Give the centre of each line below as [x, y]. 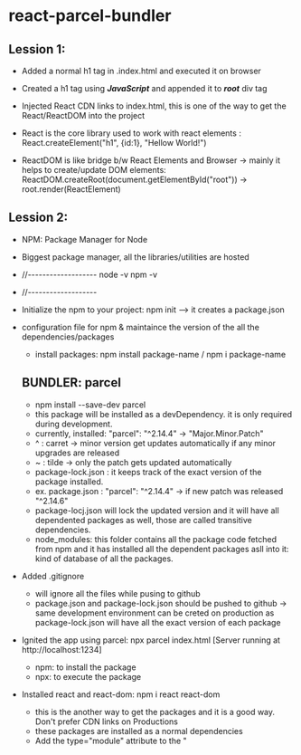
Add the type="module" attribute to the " [111, 741]
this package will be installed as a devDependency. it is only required [164, 414]
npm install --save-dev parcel [90, 405]
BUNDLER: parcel [71, 382]
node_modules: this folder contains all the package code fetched [156, 539]
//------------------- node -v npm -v [89, 274]
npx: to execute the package [88, 676]
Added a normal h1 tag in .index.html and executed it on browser [141, 71]
